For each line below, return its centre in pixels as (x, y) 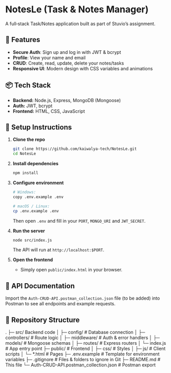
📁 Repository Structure (42, 320)
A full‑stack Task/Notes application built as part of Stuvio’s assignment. (80, 24)
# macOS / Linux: (31, 206)
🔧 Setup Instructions (39, 127)
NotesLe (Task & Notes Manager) (77, 9)
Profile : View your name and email (49, 57)
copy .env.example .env (38, 197)
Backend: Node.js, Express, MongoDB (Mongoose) (67, 100)
